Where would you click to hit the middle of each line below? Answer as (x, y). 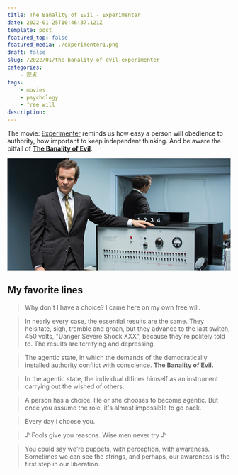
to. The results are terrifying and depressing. (90, 344)
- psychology (39, 97)
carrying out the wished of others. (74, 386)
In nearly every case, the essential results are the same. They (114, 321)
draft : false (27, 53)
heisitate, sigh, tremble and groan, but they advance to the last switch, (127, 328)
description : (27, 113)
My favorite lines (45, 290)
